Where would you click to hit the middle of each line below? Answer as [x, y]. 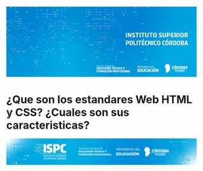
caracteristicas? [48, 125]
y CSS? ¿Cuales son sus [68, 112]
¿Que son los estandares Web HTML [99, 99]
